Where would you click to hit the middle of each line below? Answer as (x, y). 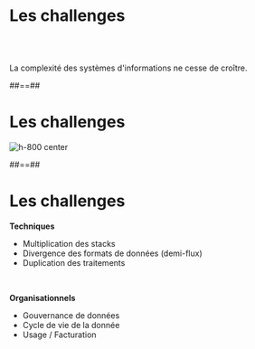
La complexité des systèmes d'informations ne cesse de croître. (128, 68)
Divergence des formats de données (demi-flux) (113, 253)
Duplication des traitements (74, 262)
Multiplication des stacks (69, 243)
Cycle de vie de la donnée (71, 325)
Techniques (32, 226)
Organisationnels (42, 297)
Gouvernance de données (71, 315)
